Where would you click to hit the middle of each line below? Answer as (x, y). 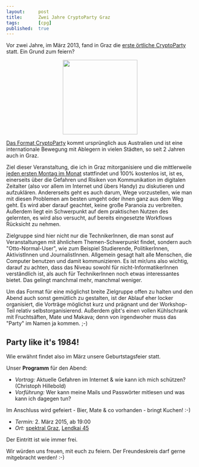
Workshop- (174, 304)
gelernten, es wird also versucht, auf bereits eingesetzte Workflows (89, 218)
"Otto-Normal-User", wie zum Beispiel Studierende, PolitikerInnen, (88, 249)
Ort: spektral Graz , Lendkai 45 (52, 428)
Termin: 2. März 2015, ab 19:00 (53, 422)
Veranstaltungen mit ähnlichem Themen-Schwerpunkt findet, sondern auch (99, 242)
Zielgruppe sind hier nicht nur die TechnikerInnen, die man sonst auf (90, 236)
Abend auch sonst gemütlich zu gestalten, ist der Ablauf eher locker (90, 298)
